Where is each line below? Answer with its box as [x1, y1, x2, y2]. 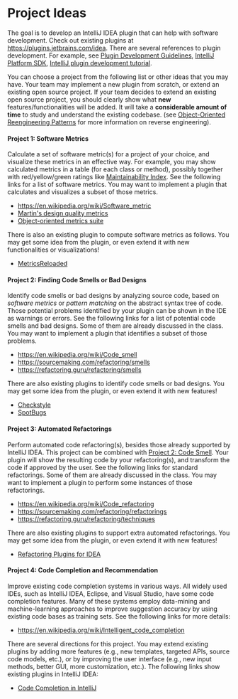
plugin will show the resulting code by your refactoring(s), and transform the [7, 455, 230, 464]
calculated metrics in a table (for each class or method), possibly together [7, 165, 223, 174]
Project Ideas [7, 5, 87, 21]
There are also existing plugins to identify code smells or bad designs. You [7, 379, 225, 388]
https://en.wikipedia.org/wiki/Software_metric [17, 201, 152, 210]
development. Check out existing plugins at [7, 36, 134, 44]
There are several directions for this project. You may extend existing [7, 639, 209, 648]
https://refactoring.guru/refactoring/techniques [17, 514, 156, 523]
